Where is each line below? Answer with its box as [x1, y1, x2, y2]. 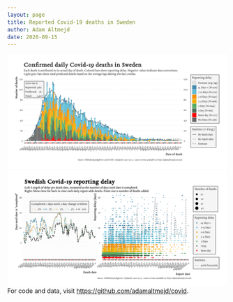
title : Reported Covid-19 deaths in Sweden [7, 18, 136, 26]
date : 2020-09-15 [7, 34, 58, 41]
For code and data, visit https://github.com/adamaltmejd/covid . [7, 287, 189, 295]
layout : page [7, 11, 45, 18]
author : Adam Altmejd [7, 26, 70, 33]
